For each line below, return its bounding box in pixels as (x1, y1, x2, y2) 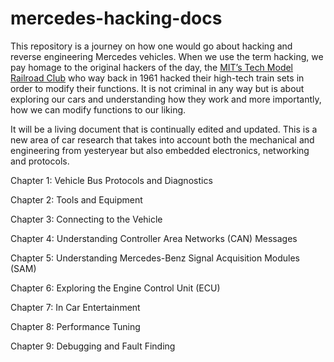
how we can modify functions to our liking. (10, 103, 187, 116)
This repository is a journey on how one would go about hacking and (10, 40, 293, 52)
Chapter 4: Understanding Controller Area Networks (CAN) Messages (10, 232, 298, 244)
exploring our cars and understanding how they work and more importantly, (10, 93, 322, 105)
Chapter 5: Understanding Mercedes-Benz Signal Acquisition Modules (10, 252, 300, 264)
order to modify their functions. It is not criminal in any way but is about (10, 82, 305, 94)
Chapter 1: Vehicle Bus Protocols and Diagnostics (10, 174, 213, 186)
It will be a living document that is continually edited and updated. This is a (10, 123, 318, 135)
